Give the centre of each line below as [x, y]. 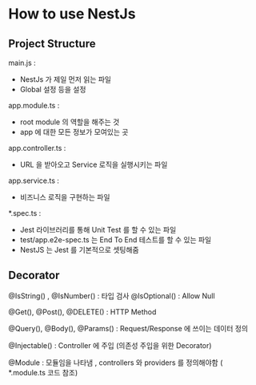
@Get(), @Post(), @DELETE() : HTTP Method [82, 312]
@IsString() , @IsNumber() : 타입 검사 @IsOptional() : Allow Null [112, 296]
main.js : [22, 63]
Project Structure [52, 44]
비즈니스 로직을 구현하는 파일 [65, 197]
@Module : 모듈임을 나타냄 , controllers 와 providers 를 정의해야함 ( [116, 363]
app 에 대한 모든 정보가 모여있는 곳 [74, 132]
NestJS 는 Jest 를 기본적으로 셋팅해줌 [79, 250]
